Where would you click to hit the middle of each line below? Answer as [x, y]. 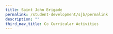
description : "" [22, 19]
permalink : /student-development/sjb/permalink [57, 14]
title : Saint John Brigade [34, 10]
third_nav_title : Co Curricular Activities [52, 24]
